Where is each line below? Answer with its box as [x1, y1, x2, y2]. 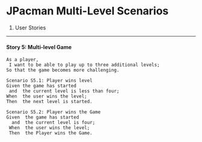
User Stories [14, 24, 46, 31]
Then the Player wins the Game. [8, 130, 93, 136]
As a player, [6, 57, 39, 63]
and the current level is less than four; [8, 88, 120, 94]
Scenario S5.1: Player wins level [6, 78, 93, 84]
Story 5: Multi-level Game [6, 43, 72, 50]
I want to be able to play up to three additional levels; [8, 62, 161, 68]
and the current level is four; [11, 120, 96, 126]
